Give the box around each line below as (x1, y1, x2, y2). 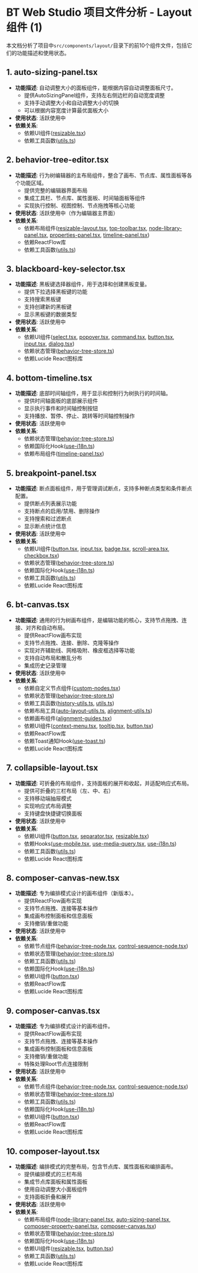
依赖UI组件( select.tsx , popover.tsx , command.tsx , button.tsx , (23, 334, 175, 341)
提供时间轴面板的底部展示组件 (23, 397, 98, 405)
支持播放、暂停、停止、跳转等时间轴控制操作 (23, 412, 135, 420)
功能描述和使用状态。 (16, 49, 70, 56)
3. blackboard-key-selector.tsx (6, 263, 126, 274)
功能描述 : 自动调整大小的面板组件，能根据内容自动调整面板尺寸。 (14, 84, 176, 91)
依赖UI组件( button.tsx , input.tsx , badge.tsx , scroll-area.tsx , (23, 545, 170, 552)
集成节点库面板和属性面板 (23, 1178, 88, 1185)
